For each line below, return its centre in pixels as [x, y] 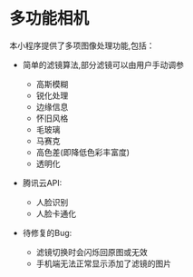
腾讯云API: [42, 183]
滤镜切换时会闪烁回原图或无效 [92, 252]
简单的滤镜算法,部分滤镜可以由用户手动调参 [103, 64]
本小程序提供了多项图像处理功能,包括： [82, 45]
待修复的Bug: [47, 232]
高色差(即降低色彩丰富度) [82, 152]
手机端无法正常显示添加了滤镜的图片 [104, 263]
